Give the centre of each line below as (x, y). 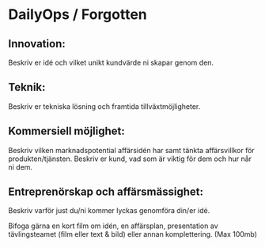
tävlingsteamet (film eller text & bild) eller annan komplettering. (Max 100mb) (133, 234)
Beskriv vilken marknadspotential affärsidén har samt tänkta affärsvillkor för (131, 150)
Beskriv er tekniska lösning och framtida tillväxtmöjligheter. (104, 106)
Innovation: (37, 44)
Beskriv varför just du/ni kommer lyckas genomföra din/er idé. (109, 211)
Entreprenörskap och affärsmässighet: (106, 192)
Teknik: (27, 87)
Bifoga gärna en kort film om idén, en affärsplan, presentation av (113, 226)
